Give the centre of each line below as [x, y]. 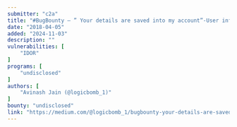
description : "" [31, 40]
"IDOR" [30, 54]
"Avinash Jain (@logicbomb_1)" [66, 92]
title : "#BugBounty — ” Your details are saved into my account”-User [113, 20]
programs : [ [25, 66]
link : [15, 112]
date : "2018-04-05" [36, 27]
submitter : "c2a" [33, 14]
